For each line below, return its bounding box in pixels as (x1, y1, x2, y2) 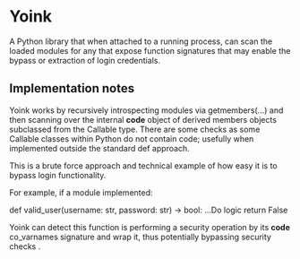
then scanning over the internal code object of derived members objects (9, 114, 278, 125)
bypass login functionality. (9, 169, 107, 180)
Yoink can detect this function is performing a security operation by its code (9, 221, 291, 232)
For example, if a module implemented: (9, 186, 154, 198)
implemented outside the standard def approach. (9, 142, 190, 153)
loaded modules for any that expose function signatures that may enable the (9, 45, 291, 56)
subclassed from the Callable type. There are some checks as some (9, 124, 261, 134)
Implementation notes (9, 81, 135, 96)
